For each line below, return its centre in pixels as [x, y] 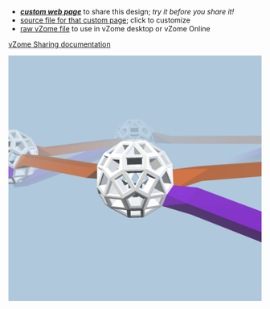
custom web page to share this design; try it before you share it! [127, 12]
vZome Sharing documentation [59, 44]
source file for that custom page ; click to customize [105, 20]
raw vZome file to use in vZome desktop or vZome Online [115, 29]
